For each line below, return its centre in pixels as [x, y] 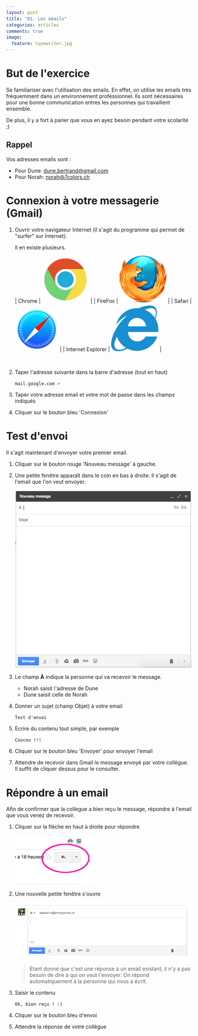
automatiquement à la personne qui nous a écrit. [88, 981]
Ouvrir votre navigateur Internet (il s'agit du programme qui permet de [100, 230]
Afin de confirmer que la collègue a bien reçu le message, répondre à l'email [99, 809]
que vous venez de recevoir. [40, 815]
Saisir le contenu [35, 993]
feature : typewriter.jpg [42, 44]
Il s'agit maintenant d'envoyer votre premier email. [67, 452]
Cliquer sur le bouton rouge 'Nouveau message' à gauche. [86, 464]
